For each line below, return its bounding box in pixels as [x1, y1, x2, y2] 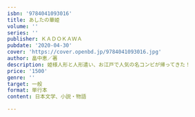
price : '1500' [7, 67, 48, 74]
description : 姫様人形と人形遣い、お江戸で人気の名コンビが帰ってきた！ [7, 61, 191, 68]
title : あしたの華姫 [7, 17, 60, 23]
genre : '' [7, 74, 36, 81]
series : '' [7, 29, 39, 36]
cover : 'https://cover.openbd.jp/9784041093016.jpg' [7, 49, 162, 56]
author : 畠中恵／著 [7, 55, 58, 62]
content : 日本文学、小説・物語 [7, 94, 87, 100]
